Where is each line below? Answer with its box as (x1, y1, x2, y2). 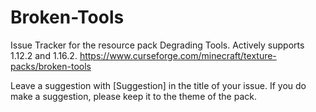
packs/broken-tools (10, 60, 92, 72)
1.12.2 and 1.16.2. (10, 49, 78, 61)
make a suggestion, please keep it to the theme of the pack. (10, 90, 257, 102)
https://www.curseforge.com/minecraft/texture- (79, 49, 277, 61)
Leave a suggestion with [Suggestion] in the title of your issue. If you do (10, 79, 307, 91)
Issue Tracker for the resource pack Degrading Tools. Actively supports (10, 39, 305, 51)
